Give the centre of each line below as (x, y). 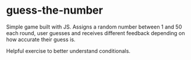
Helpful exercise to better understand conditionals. (68, 50)
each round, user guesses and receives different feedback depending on (96, 33)
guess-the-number (54, 10)
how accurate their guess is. (41, 39)
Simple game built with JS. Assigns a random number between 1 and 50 (94, 27)
